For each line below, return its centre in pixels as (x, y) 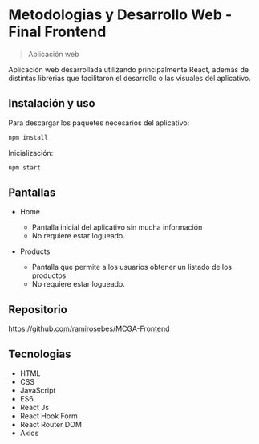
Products (35, 251)
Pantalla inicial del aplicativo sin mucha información (117, 227)
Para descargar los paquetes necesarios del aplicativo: (99, 123)
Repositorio (38, 310)
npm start (25, 167)
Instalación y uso (52, 103)
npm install (28, 137)
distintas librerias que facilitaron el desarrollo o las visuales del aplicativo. (129, 78)
